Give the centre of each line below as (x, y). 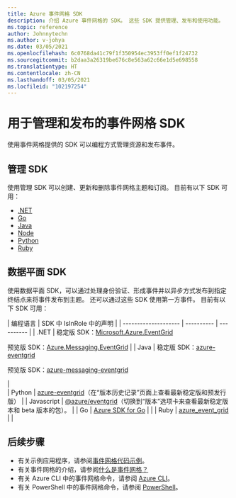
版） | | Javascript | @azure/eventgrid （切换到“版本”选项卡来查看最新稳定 (115, 401)
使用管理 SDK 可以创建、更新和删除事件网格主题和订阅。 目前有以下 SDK (113, 187)
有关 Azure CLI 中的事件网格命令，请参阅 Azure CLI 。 (96, 478)
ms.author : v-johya (36, 40)
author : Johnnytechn (38, 34)
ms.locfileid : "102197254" (47, 86)
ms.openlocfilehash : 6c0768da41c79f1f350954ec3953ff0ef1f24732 (103, 54)
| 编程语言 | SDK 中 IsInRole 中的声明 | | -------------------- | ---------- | (113, 323)
